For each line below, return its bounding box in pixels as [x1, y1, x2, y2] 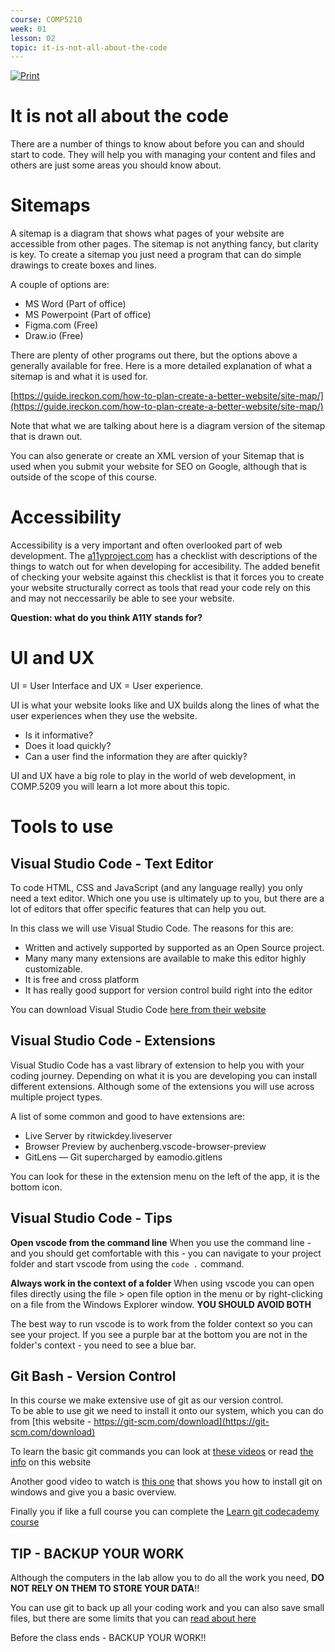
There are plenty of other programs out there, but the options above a [10, 349, 298, 361]
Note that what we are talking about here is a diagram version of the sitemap [10, 420, 326, 432]
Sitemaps [10, 194, 91, 217]
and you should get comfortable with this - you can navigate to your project [10, 1247, 322, 1259]
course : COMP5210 [10, 14, 83, 25]
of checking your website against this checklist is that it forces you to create [10, 571, 325, 583]
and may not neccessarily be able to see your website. [10, 592, 235, 605]
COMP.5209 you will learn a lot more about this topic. [10, 781, 231, 792]
